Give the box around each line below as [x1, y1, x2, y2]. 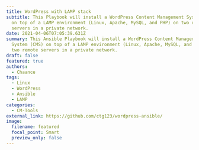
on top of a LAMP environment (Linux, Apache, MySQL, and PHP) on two [11, 19, 190, 25]
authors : [6, 63, 28, 70]
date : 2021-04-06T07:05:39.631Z [6, 31, 86, 37]
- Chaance [11, 69, 36, 75]
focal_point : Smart [11, 129, 60, 136]
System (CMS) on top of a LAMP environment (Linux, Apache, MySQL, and [11, 42, 192, 48]
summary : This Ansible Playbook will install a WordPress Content [6, 36, 174, 42]
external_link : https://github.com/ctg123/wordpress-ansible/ [6, 113, 163, 119]
